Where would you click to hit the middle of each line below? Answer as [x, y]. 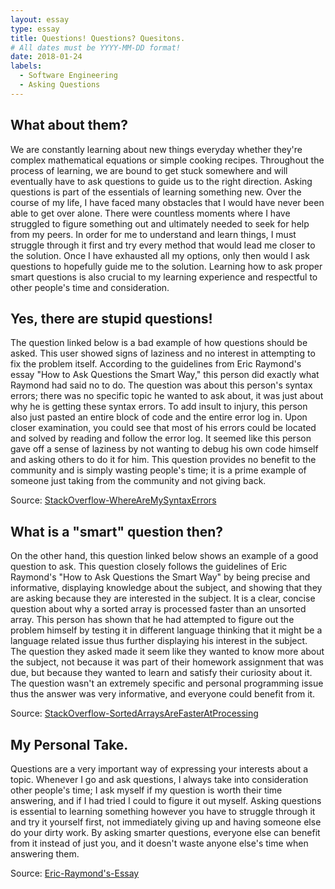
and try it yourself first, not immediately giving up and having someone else [166, 822]
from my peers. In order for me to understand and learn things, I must [153, 234]
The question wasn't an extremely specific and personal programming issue [167, 683]
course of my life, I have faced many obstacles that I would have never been [167, 202]
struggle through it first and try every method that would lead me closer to [163, 245]
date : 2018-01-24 [46, 57]
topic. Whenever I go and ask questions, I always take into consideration [159, 779]
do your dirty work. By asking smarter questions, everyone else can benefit [165, 832]
